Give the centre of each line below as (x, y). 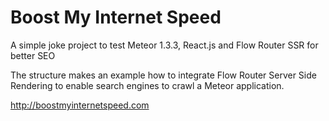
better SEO (33, 55)
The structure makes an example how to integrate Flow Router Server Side (163, 75)
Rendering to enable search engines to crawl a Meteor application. (147, 85)
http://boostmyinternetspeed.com (80, 105)
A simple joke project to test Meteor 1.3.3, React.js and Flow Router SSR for (164, 45)
